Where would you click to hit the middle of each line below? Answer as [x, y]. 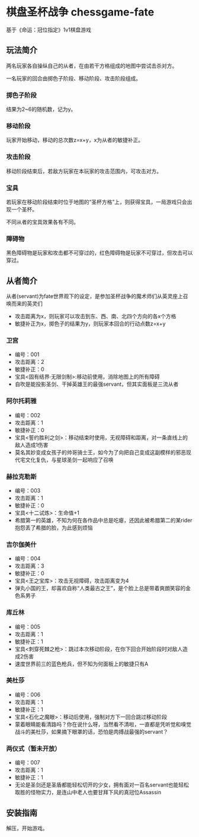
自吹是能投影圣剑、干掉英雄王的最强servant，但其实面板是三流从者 [97, 384]
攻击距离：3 [29, 566]
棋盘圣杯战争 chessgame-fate [80, 12]
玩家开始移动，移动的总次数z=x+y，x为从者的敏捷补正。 [75, 140]
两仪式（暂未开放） [33, 749]
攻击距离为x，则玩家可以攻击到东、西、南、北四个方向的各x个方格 [95, 316]
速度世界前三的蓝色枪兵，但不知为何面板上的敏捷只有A [81, 664]
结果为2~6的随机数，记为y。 [41, 109]
